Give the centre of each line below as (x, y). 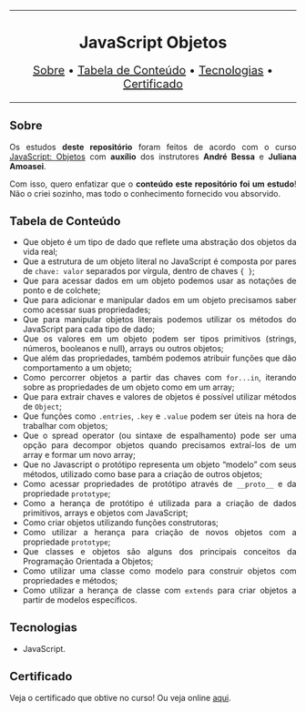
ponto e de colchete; (61, 290)
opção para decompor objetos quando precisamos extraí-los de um (159, 445)
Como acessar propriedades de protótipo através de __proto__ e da (159, 484)
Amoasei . (28, 166)
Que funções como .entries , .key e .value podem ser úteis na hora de (159, 416)
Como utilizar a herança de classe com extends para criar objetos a (159, 590)
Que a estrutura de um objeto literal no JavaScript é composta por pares (159, 261)
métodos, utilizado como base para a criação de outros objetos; (143, 474)
